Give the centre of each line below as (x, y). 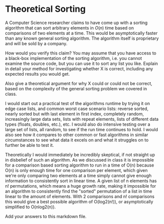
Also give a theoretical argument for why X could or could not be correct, (79, 83)
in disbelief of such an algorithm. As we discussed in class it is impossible (80, 160)
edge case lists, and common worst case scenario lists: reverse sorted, (77, 109)
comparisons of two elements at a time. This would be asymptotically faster (81, 33)
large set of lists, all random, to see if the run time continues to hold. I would (82, 129)
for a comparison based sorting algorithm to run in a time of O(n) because (80, 165)
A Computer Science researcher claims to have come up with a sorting (76, 23)
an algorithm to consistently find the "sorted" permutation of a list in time (79, 191)
